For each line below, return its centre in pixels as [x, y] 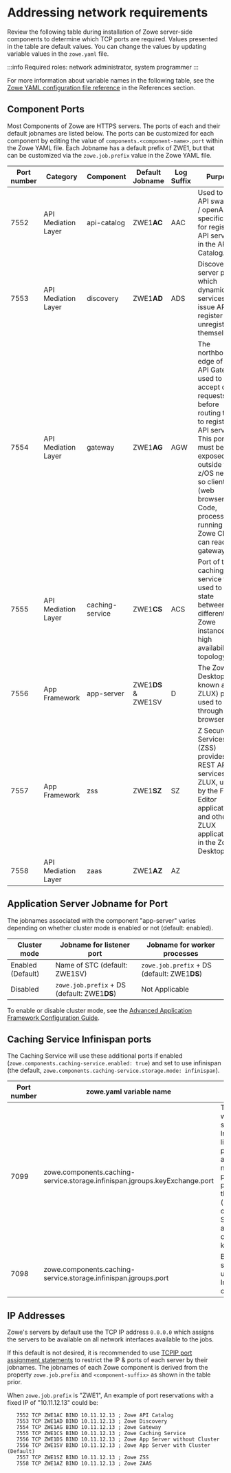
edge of [210, 361]
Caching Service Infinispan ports [79, 1039]
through [210, 711]
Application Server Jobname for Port [88, 904]
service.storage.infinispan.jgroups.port [106, 1278]
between [212, 605]
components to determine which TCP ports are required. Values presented [112, 39]
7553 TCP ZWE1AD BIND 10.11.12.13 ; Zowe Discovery [92, 1421]
